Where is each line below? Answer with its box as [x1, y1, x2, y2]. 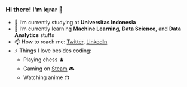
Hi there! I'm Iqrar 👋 [5, 5, 63, 14]
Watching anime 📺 [23, 74, 70, 81]
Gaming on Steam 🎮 [23, 65, 75, 72]
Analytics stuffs [14, 32, 54, 39]
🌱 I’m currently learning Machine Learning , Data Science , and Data [14, 25, 182, 32]
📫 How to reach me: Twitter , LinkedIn [14, 38, 108, 45]
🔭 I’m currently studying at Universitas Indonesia [14, 19, 136, 26]
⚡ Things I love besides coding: [14, 47, 92, 54]
